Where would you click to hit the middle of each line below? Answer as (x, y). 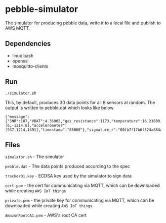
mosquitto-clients (30, 66)
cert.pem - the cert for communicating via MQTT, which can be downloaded (83, 186)
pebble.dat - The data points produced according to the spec (68, 167)
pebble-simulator (41, 9)
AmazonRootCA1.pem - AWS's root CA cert (46, 215)
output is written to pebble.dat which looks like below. (60, 108)
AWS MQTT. (18, 28)
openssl (20, 61)
